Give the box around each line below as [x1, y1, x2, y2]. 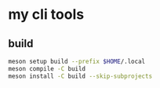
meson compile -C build [8, 64, 86, 72]
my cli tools [8, 5, 85, 24]
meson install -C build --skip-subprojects [8, 72, 153, 80]
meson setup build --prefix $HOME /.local [8, 57, 146, 65]
